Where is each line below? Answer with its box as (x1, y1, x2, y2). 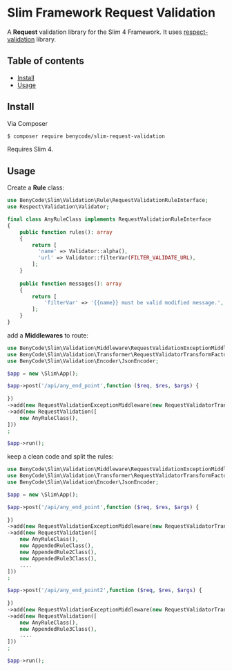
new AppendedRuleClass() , (19, 542, 95, 549)
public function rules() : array (19, 228, 113, 236)
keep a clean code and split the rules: (7, 452, 114, 461)
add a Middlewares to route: (7, 331, 88, 340)
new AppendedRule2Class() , (19, 549, 97, 555)
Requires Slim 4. (7, 145, 54, 154)
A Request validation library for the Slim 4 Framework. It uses (7, 28, 182, 36)
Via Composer (7, 119, 48, 127)
